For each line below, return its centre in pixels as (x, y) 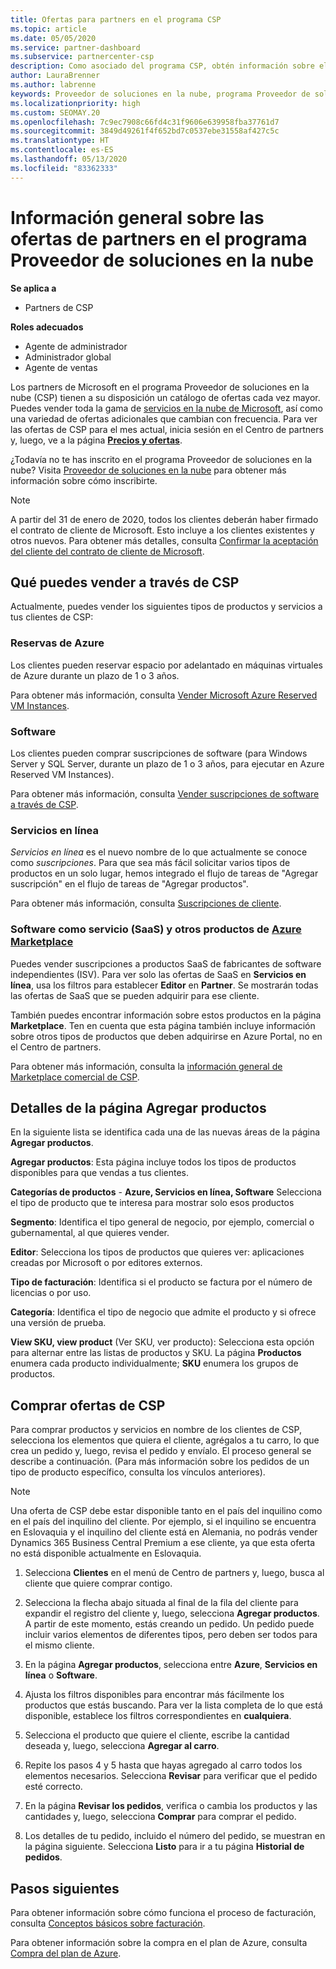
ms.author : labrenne (53, 85)
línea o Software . (61, 1675)
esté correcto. (53, 1787)
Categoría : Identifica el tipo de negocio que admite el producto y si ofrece (163, 1312)
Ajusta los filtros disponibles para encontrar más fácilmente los (154, 1695)
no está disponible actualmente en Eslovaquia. (106, 1553)
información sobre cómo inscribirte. (84, 480)
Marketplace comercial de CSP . (75, 1077)
